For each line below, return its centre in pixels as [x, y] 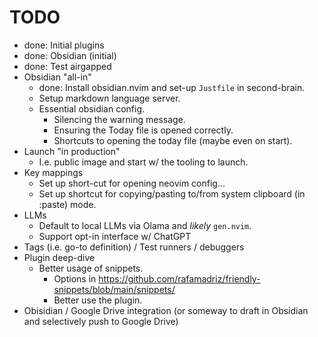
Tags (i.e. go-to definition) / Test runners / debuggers [134, 247]
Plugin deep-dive [59, 257]
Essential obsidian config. [92, 108]
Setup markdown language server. [109, 98]
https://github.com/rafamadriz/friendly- [179, 278]
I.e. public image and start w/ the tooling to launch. [143, 162]
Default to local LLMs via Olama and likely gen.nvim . [145, 225]
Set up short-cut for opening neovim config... [132, 183]
